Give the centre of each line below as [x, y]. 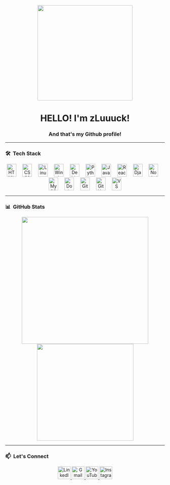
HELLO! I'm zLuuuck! [85, 118]
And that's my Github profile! [85, 134]
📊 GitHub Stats [25, 207]
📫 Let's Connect [27, 456]
